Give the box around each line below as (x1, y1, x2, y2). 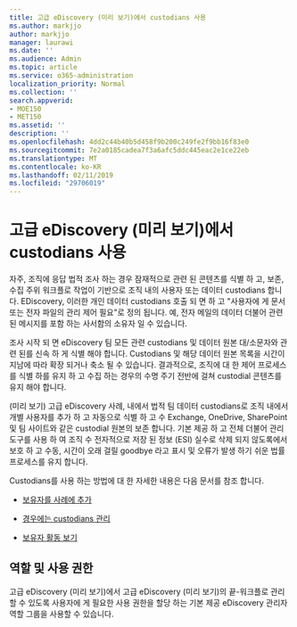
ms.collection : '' (9, 87, 78, 96)
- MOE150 (9, 104, 42, 113)
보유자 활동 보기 (21, 532, 78, 543)
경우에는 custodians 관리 (21, 514, 111, 524)
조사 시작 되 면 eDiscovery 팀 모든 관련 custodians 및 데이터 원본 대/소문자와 (9, 337, 278, 348)
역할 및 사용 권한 (9, 561, 94, 576)
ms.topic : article (9, 63, 78, 72)
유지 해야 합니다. (9, 382, 67, 392)
